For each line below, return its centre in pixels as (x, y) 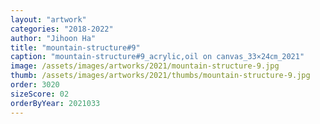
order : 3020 (35, 85)
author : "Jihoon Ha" (53, 38)
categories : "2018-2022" (62, 29)
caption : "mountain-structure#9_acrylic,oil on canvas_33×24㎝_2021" (157, 57)
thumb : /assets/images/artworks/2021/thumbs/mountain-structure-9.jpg (160, 76)
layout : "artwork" (48, 19)
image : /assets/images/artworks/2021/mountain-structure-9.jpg (145, 66)
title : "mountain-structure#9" (75, 47)
